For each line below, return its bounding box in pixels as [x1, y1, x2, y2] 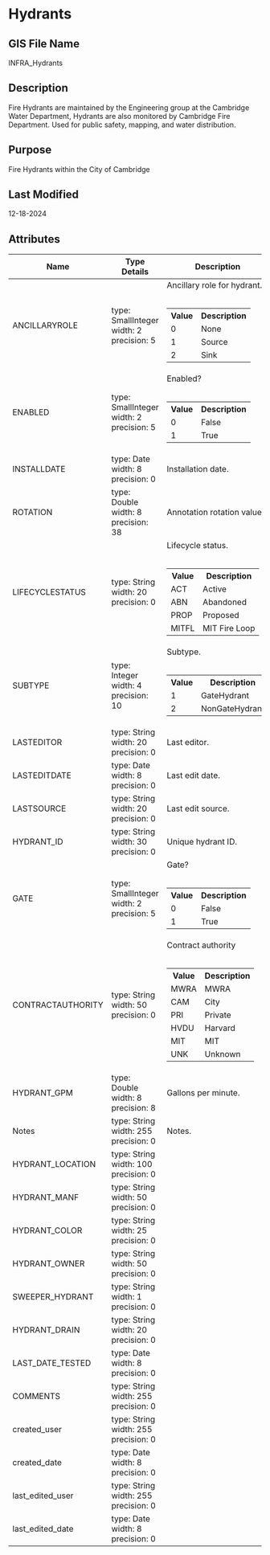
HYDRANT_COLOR [12, 1225, 83, 1236]
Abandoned [202, 596, 247, 608]
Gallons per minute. [166, 1087, 240, 1099]
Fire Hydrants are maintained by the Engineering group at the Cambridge [8, 102, 250, 113]
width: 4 [111, 680, 142, 691]
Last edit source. [166, 803, 230, 814]
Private [204, 1009, 231, 1021]
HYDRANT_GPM [12, 1087, 74, 1099]
